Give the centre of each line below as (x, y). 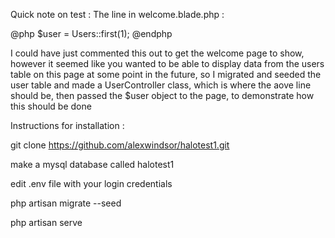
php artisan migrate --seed (66, 203)
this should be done (51, 106)
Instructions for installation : (67, 125)
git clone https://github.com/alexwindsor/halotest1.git (120, 145)
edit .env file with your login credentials (91, 183)
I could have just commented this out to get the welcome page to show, (157, 53)
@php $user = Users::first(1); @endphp (91, 33)
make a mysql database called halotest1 (92, 164)
